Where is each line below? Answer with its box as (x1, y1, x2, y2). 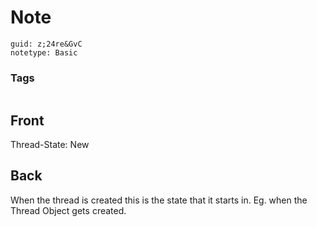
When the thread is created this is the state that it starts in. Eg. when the (10, 194, 308, 206)
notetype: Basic (10, 47, 78, 58)
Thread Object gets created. (10, 204, 127, 216)
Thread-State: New (10, 139, 90, 151)
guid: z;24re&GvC (10, 39, 83, 49)
